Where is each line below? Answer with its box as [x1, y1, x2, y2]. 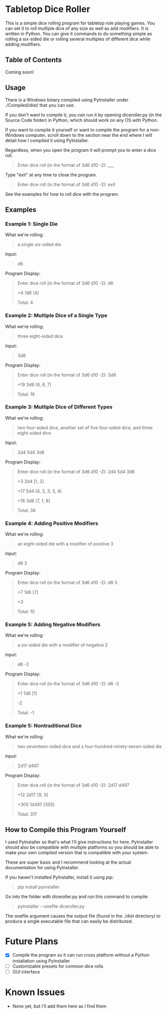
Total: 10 [17, 608, 35, 615]
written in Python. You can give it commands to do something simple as [5, 30, 152, 36]
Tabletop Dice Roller [5, 3, 91, 15]
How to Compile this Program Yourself [5, 826, 126, 834]
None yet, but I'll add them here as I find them [12, 1003, 107, 1009]
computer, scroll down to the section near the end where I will [25, 132, 153, 138]
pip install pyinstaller [17, 884, 60, 890]
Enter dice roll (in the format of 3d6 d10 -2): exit [17, 181, 116, 187]
